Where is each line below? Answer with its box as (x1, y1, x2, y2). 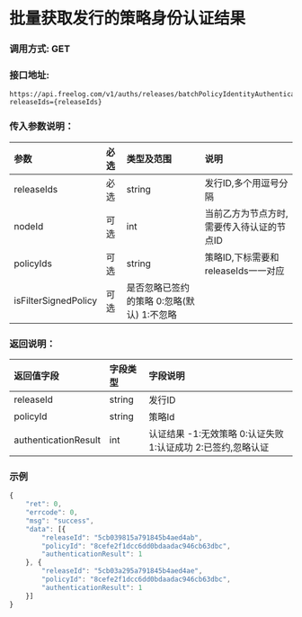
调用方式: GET (9, 42, 70, 55)
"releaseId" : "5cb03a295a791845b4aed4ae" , (41, 567, 203, 576)
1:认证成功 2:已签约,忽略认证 (147, 442, 270, 453)
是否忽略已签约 (126, 281, 191, 293)
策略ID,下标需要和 (204, 251, 280, 264)
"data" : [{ (25, 524, 67, 533)
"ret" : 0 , (25, 500, 63, 509)
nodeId (13, 219, 44, 232)
